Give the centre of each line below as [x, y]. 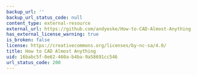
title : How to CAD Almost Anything [51, 51]
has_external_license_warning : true [52, 34]
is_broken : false [28, 40]
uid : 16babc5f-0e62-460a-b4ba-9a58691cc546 [62, 57]
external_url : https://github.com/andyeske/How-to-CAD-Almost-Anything [98, 29]
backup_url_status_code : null [45, 18]
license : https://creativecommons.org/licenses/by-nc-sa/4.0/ [86, 46]
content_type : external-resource [48, 23]
